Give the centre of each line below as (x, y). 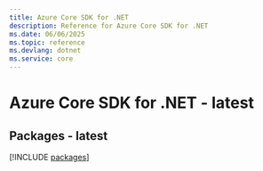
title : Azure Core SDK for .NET (69, 17)
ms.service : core (41, 59)
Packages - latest (59, 136)
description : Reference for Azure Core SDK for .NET (109, 26)
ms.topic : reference (48, 42)
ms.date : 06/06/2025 (48, 34)
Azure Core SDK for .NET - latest (132, 103)
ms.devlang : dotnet (45, 51)
